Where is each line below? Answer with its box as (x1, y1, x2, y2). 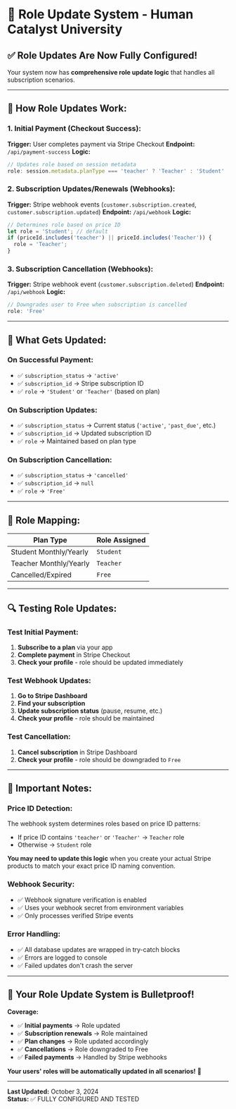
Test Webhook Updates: (7, 675, 91, 685)
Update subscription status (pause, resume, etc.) (17, 706, 163, 715)
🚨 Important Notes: (7, 782, 93, 794)
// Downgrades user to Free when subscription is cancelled (7, 301, 188, 309)
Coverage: (7, 1007, 39, 1016)
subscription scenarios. (7, 75, 75, 84)
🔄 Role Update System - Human (7, 6, 194, 23)
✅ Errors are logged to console (17, 953, 107, 962)
